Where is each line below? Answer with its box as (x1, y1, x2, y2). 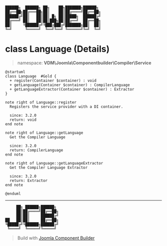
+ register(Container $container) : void (9, 78, 97, 83)
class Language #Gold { (5, 74, 57, 79)
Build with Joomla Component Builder (17, 235, 95, 241)
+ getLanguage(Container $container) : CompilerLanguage (9, 82, 130, 87)
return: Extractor (9, 178, 48, 183)
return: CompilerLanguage (9, 148, 64, 153)
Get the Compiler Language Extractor (9, 165, 88, 170)
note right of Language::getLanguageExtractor (5, 161, 103, 165)
